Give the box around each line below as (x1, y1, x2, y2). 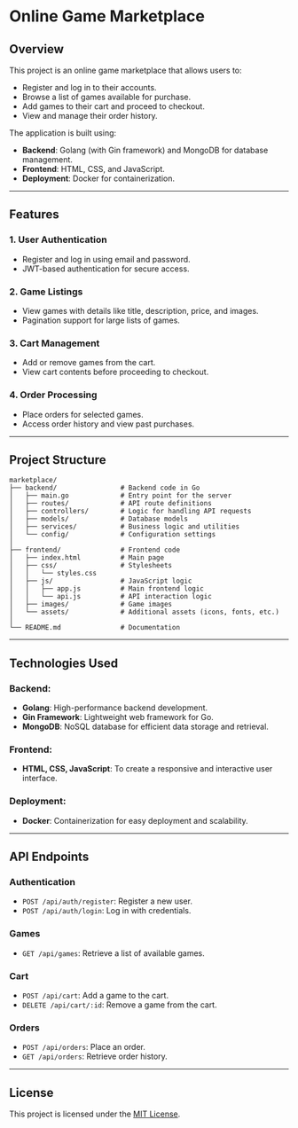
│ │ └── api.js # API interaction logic (9, 592, 213, 601)
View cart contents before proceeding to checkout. (21, 366, 209, 378)
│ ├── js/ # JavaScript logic (9, 576, 192, 586)
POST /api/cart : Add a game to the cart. (21, 990, 169, 1000)
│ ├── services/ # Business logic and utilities (9, 522, 240, 531)
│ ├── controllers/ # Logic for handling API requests (9, 507, 252, 516)
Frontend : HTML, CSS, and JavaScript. (21, 164, 166, 174)
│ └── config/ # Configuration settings (9, 530, 216, 539)
